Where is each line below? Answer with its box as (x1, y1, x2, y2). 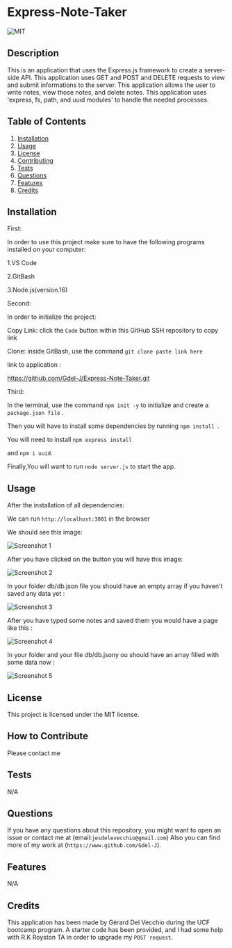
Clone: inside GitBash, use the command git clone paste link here (7, 347, 203, 356)
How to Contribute (7, 730, 89, 742)
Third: (7, 388, 24, 396)
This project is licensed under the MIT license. (7, 711, 140, 718)
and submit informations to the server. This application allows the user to (7, 81, 216, 89)
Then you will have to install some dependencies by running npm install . (7, 422, 220, 430)
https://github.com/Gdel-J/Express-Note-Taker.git (7, 374, 150, 383)
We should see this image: (7, 528, 83, 537)
